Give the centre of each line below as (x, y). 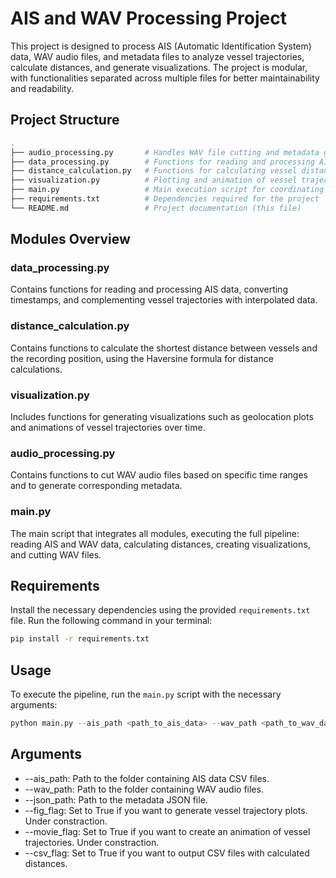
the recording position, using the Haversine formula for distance (142, 358)
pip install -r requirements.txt (80, 639)
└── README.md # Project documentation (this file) (156, 208)
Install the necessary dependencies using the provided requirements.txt (160, 610)
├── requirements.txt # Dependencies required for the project (165, 199)
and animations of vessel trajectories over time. (108, 428)
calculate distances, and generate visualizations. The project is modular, (159, 67)
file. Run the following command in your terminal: (111, 621)
